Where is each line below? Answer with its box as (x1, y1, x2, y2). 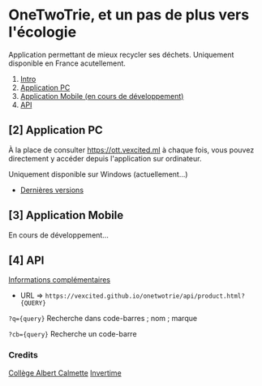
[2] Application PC (8, 123, 103, 137)
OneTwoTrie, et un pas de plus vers (8, 6, 250, 24)
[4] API (8, 253, 45, 267)
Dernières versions (19, 185, 84, 195)
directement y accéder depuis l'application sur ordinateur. (8, 153, 202, 163)
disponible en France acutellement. (8, 58, 126, 68)
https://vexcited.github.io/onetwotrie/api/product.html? (45, 292, 246, 301)
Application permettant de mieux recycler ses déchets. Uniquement (8, 49, 234, 59)
